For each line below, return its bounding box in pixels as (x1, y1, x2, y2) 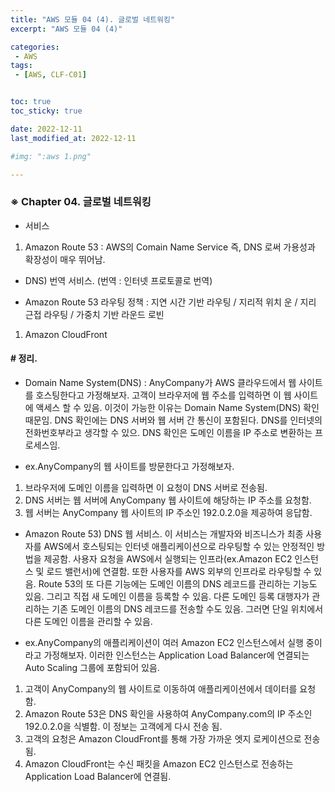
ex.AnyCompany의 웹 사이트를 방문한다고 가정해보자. (24, 460, 235, 472)
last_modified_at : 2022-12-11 (10, 133, 137, 143)
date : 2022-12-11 (10, 124, 83, 134)
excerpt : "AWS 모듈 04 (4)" (10, 24, 123, 34)
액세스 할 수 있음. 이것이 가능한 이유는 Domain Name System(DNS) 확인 (35, 401, 320, 413)
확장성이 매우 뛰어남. (24, 253, 106, 265)
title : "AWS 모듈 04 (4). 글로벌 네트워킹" (10, 14, 176, 25)
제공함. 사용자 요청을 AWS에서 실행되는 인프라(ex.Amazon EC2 (43, 552, 293, 565)
